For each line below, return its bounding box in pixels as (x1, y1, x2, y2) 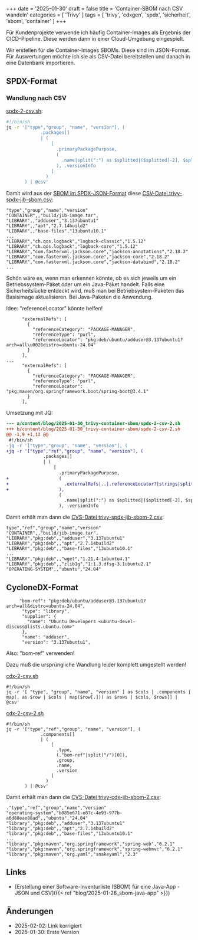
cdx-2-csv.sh (6, 673, 39, 679)
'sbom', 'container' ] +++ (6, 18, 67, 24)
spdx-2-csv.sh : (6, 107, 43, 114)
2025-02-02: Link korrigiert (14, 922, 82, 929)
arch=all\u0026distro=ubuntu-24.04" (6, 342, 96, 348)
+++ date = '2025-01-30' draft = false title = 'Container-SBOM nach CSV (6, 5, 183, 12)
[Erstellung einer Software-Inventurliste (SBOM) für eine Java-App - (14, 883, 180, 890)
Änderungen (6, 906, 54, 916)
